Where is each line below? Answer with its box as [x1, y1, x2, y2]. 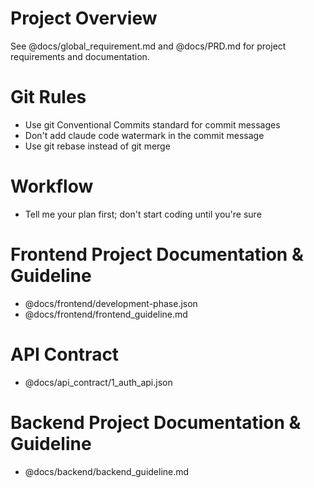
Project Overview [10, 7, 158, 30]
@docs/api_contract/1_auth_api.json [24, 376, 173, 388]
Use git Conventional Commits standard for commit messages [24, 118, 281, 131]
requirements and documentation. [10, 50, 150, 62]
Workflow [10, 175, 94, 198]
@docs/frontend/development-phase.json [24, 297, 198, 309]
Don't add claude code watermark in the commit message [24, 129, 265, 141]
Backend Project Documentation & [10, 411, 302, 434]
